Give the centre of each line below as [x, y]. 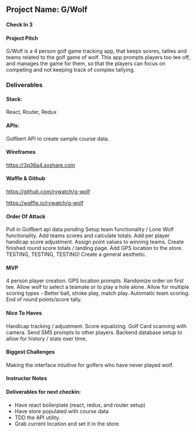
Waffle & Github [26, 178]
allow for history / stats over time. [46, 338]
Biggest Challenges [31, 352]
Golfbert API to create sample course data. [58, 139]
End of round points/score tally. [44, 299]
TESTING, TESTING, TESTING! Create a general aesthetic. [76, 254]
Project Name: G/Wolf [47, 10]
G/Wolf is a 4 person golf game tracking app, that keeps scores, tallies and [96, 51]
